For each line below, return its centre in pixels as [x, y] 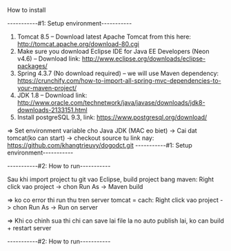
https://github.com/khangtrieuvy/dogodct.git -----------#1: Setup [100, 145]
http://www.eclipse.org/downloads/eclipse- [143, 59]
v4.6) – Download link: [49, 59]
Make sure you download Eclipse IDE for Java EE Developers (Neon [113, 51]
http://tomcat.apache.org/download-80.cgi [78, 44]
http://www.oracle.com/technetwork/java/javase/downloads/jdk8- [111, 102]
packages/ [32, 66]
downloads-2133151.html [52, 110]
